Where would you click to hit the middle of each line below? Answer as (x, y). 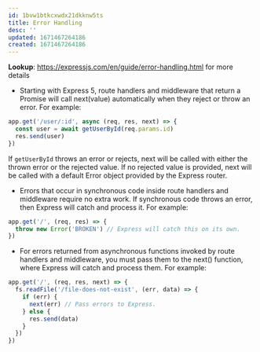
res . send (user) (40, 136)
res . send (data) (54, 319)
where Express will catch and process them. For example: (113, 268)
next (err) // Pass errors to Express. (92, 304)
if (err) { (40, 297)
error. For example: (50, 108)
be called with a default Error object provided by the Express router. (118, 175)
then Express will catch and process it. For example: (104, 207)
